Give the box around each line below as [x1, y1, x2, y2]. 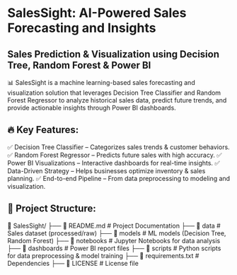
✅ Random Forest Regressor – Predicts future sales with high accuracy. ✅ [7, 151, 222, 159]
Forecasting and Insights [7, 20, 156, 36]
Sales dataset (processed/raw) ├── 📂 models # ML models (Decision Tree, [7, 228, 226, 238]
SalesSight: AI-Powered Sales [7, 5, 187, 21]
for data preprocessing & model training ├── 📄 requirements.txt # [7, 251, 200, 259]
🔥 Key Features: [7, 124, 79, 136]
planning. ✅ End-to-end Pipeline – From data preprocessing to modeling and [7, 174, 231, 182]
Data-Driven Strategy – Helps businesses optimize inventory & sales [7, 166, 206, 175]
